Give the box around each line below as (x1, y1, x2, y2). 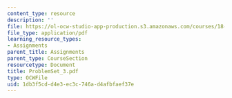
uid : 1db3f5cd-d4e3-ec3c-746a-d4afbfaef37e (7, 81, 135, 88)
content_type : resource (7, 10, 76, 17)
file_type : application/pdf (7, 29, 88, 37)
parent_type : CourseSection (7, 55, 88, 62)
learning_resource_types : (7, 36, 81, 43)
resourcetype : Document (7, 61, 76, 68)
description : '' (7, 17, 54, 23)
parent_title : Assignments (7, 49, 85, 56)
